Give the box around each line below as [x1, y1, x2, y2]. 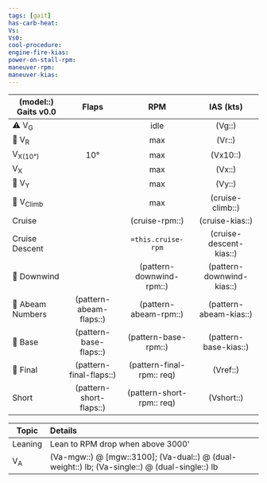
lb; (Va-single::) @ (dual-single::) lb [84, 461, 219, 472]
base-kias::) [203, 341, 250, 353]
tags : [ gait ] [8, 11, 52, 20]
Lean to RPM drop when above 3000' [50, 438, 191, 450]
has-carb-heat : [8, 19, 59, 27]
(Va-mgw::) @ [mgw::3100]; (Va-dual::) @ [50, 451, 211, 462]
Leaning [12, 438, 43, 450]
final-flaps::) [68, 369, 117, 380]
